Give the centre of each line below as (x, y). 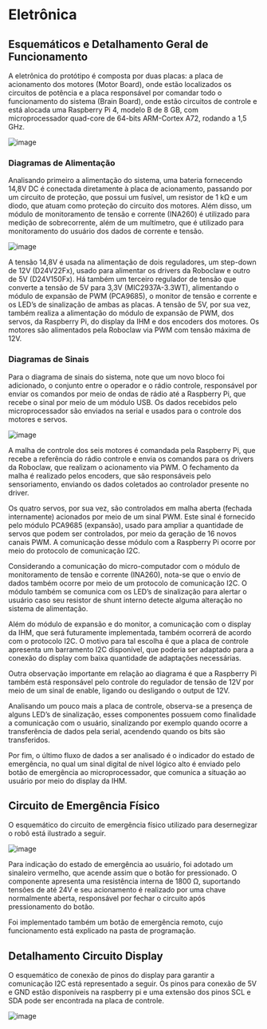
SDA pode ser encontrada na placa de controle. (86, 1001)
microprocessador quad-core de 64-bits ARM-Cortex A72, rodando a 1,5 (128, 118)
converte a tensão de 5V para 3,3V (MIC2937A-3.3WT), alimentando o (124, 288)
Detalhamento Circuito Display (86, 956)
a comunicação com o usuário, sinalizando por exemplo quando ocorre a (128, 723)
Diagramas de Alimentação (62, 163)
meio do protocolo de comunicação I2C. (75, 550)
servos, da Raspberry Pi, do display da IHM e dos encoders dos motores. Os (134, 322)
